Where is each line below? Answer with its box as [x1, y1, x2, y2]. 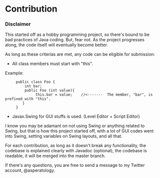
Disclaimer [5, 21, 31, 28]
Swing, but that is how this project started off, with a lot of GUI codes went [5, 128, 154, 134]
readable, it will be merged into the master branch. [5, 153, 106, 159]
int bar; [24, 84, 42, 89]
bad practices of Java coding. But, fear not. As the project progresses [5, 37, 144, 43]
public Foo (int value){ [24, 88, 75, 93]
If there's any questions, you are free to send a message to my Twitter [5, 162, 145, 168]
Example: [5, 70, 24, 76]
